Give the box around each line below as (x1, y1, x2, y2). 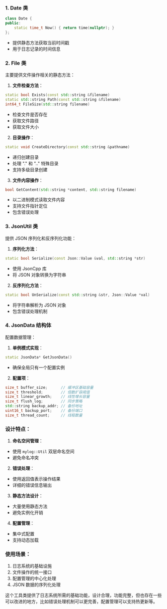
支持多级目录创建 (12, 166, 48, 173)
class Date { (5, 16, 32, 21)
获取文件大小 (12, 124, 39, 130)
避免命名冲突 (12, 455, 39, 461)
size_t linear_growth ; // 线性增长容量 (5, 394, 90, 399)
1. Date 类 (5, 4, 28, 11)
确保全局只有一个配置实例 (12, 364, 65, 370)
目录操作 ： (12, 134, 35, 140)
